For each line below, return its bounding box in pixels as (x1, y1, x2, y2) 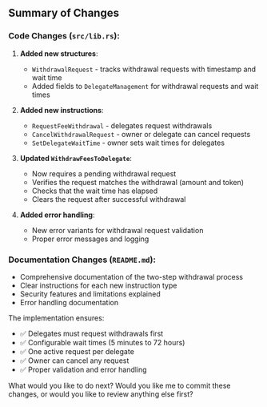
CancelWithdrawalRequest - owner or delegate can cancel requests (31, 129, 251, 139)
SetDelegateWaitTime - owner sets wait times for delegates (31, 138, 225, 147)
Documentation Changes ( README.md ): (8, 254, 156, 265)
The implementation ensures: (8, 312, 105, 323)
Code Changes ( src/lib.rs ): (8, 30, 120, 42)
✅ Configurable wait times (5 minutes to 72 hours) (19, 337, 185, 347)
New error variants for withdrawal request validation (31, 225, 204, 235)
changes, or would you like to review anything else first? (8, 389, 193, 399)
